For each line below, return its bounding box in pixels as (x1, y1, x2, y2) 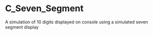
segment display (5, 24, 39, 30)
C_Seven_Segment (5, 3, 84, 14)
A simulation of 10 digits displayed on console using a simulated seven (5, 19, 148, 25)
